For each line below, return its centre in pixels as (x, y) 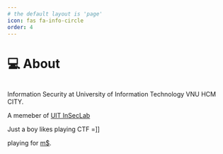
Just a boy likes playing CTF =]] (54, 129)
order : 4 (20, 27)
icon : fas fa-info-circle (45, 21)
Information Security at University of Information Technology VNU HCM (112, 94)
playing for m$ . (29, 143)
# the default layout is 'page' (55, 14)
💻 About (34, 64)
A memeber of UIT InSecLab (49, 116)
